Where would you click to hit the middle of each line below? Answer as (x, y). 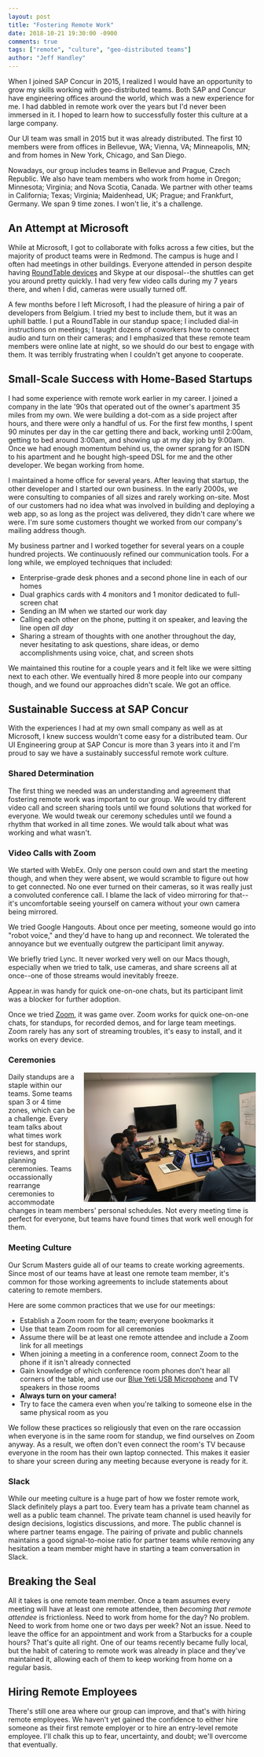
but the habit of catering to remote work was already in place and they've (127, 1650)
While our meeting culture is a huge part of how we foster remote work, (124, 1498)
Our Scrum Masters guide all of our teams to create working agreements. (126, 1265)
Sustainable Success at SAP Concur (98, 709)
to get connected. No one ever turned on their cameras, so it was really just (130, 887)
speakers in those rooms (59, 1387)
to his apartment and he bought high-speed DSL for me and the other (121, 457)
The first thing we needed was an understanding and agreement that (119, 791)
